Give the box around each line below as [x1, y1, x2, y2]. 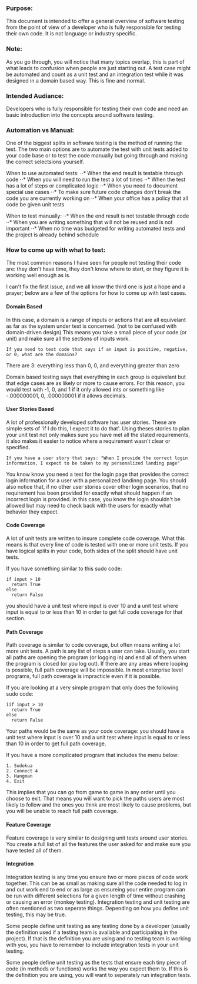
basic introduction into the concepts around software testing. [6, 111, 154, 119]
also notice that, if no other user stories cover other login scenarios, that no [6, 483, 189, 490]
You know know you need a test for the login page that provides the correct [6, 470, 189, 478]
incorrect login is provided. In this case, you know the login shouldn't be [6, 495, 181, 502]
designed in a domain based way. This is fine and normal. [6, 77, 146, 84]
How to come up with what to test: [6, 246, 106, 254]
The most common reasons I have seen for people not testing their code [6, 259, 181, 266]
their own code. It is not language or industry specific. [6, 30, 137, 37]
